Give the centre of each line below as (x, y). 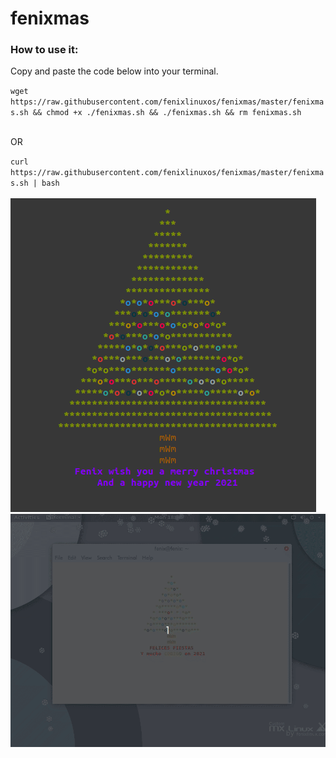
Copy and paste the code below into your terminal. (114, 71)
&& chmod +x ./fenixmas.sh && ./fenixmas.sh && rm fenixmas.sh (167, 113)
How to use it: (44, 50)
